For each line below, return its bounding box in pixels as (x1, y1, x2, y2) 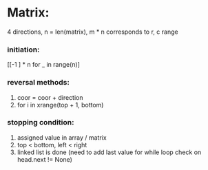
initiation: (7, 45, 40, 54)
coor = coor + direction (17, 93, 83, 101)
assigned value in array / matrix (17, 133, 107, 142)
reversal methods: (7, 78, 70, 87)
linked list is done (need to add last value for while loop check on (17, 148, 202, 156)
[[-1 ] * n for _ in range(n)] (7, 61, 81, 69)
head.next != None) (17, 155, 72, 163)
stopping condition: (7, 118, 74, 127)
